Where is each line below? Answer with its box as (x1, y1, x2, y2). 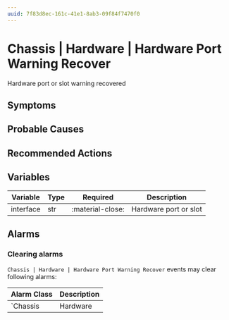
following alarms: (7, 273, 58, 281)
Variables (7, 171, 51, 183)
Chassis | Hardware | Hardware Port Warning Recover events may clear (7, 265, 217, 273)
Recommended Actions (7, 147, 113, 159)
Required (82, 192, 114, 202)
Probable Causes (7, 123, 85, 135)
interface (11, 204, 41, 214)
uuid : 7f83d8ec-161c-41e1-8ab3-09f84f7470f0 (7, 10, 140, 18)
